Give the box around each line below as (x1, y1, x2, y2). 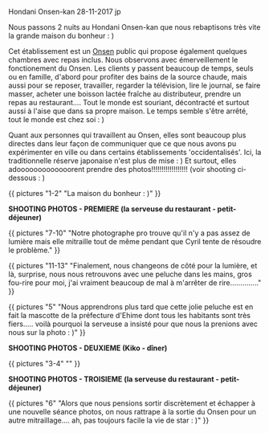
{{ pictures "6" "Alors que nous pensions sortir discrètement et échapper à (8, 398, 255, 408)
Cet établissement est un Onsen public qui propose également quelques (8, 47, 247, 55)
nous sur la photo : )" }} (8, 328, 86, 337)
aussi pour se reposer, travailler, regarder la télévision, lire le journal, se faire (8, 80, 261, 90)
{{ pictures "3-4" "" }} (8, 359, 81, 368)
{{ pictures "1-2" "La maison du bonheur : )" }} (8, 189, 161, 198)
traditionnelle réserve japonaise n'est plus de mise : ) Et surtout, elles (8, 156, 237, 165)
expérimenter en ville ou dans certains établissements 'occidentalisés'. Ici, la (8, 148, 262, 157)
